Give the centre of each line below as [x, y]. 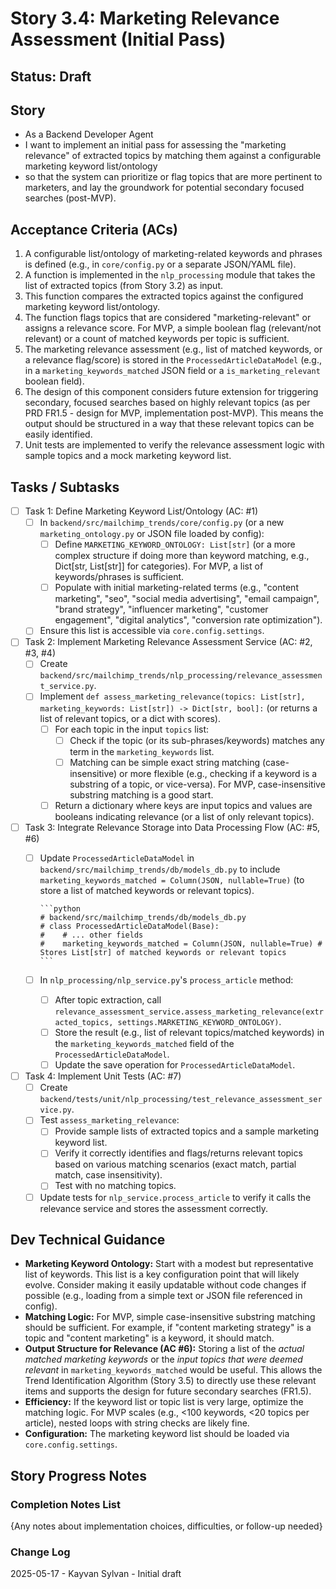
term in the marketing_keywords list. [142, 751]
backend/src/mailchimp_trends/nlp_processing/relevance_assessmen [181, 676]
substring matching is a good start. [141, 794]
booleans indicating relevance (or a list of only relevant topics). [184, 816]
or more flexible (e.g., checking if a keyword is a [218, 773]
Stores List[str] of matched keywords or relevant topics [163, 952]
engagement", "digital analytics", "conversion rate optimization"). [188, 620]
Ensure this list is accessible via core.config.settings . [152, 631]
